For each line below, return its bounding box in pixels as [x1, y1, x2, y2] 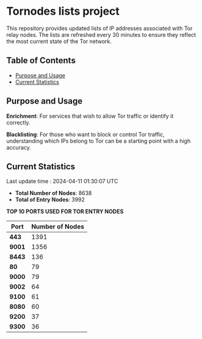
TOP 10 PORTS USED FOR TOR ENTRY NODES [6, 208, 124, 215]
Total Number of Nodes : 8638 [15, 189, 92, 197]
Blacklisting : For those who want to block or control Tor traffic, [6, 131, 165, 138]
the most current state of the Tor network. [6, 37, 112, 45]
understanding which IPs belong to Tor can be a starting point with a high [6, 137, 191, 145]
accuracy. [6, 143, 32, 151]
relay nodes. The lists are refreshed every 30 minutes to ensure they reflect [6, 31, 197, 38]
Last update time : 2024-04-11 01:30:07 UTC [6, 178, 118, 185]
